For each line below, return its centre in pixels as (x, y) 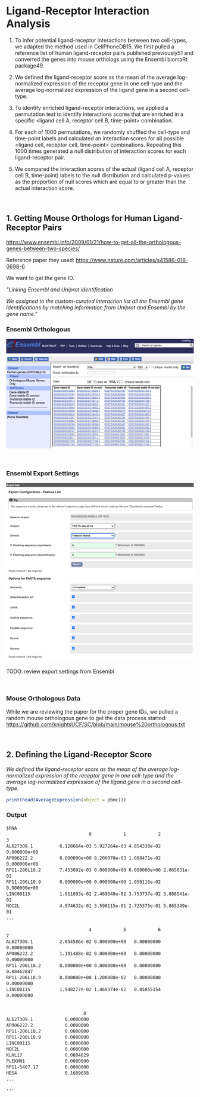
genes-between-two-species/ (43, 248)
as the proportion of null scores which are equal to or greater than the (100, 182)
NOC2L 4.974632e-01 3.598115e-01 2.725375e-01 (84, 906)
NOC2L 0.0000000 (48, 1049)
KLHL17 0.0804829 (48, 1055)
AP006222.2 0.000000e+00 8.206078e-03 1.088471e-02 (84, 858)
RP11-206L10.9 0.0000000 (48, 1037)
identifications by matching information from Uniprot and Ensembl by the (96, 307)
